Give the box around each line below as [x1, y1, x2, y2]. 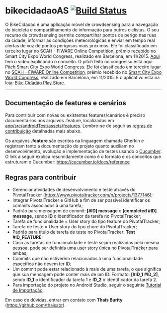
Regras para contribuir [5, 173, 77, 182]
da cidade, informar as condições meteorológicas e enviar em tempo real [5, 37, 155, 43]
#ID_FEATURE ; [12, 234, 43, 240]
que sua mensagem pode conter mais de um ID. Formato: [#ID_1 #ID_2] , [12, 271, 159, 277]
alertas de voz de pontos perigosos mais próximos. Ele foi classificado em [5, 42, 157, 48]
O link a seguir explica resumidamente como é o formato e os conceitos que [5, 154, 162, 159]
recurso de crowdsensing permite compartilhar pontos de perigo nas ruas [5, 32, 157, 38]
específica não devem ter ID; [12, 261, 72, 267]
